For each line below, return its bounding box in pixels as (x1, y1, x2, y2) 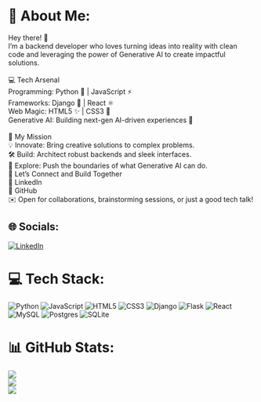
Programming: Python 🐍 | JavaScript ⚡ (8, 86, 132, 96)
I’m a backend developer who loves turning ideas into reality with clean (8, 41, 237, 50)
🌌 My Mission (8, 132, 53, 141)
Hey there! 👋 (8, 33, 49, 42)
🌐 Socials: (8, 220, 60, 234)
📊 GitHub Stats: (8, 339, 115, 356)
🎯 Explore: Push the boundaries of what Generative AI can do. (8, 161, 208, 170)
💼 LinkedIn (8, 177, 42, 187)
